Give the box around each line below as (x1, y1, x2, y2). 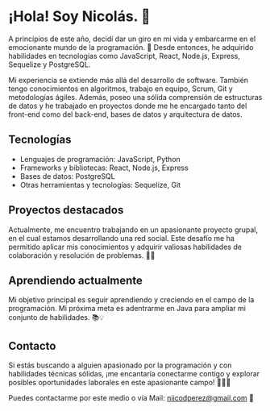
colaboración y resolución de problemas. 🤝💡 (8, 250, 156, 260)
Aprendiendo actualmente (8, 273, 143, 287)
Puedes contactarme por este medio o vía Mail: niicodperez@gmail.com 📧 (8, 393, 254, 403)
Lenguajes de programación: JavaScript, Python (19, 154, 181, 164)
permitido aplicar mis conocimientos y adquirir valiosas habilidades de (8, 242, 242, 251)
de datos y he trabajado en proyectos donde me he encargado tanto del (8, 101, 247, 110)
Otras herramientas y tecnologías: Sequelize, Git (19, 180, 181, 189)
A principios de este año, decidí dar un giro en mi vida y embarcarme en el (8, 34, 256, 44)
